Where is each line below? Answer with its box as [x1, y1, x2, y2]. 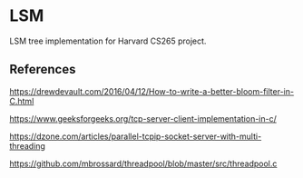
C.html [9, 95, 34, 106]
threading [9, 140, 45, 151]
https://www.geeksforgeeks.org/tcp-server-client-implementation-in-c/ [9, 113, 277, 124]
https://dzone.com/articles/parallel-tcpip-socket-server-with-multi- [9, 131, 262, 142]
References [9, 62, 76, 77]
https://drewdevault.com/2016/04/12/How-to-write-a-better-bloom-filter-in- [9, 85, 295, 96]
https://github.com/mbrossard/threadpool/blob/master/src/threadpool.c [9, 158, 278, 169]
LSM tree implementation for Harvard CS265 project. [9, 35, 207, 46]
